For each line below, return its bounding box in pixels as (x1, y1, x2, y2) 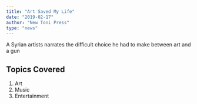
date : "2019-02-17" (6, 14, 54, 20)
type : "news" (6, 25, 38, 31)
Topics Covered (6, 64, 65, 74)
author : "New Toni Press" (6, 19, 69, 25)
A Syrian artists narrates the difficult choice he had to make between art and (6, 41, 191, 48)
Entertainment (14, 92, 49, 100)
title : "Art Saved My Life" (6, 8, 75, 15)
